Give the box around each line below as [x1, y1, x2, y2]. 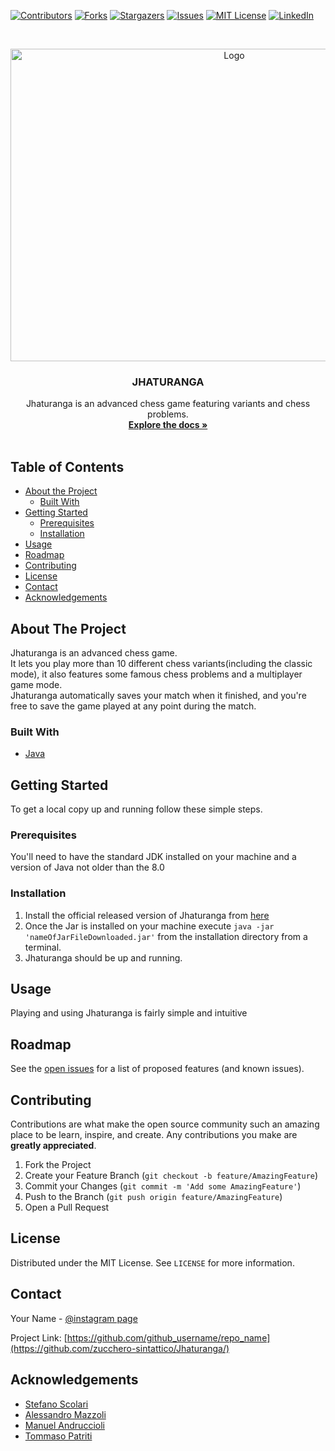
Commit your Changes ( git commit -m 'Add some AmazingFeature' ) [24, 1180, 302, 1192]
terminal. [24, 941, 62, 953]
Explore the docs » [128, 419, 208, 431]
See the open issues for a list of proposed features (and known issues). [10, 1063, 305, 1075]
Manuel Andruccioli [24, 1419, 105, 1431]
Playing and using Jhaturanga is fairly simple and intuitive [10, 1007, 248, 1019]
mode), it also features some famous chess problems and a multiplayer [10, 668, 303, 680]
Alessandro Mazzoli [24, 1408, 107, 1420]
